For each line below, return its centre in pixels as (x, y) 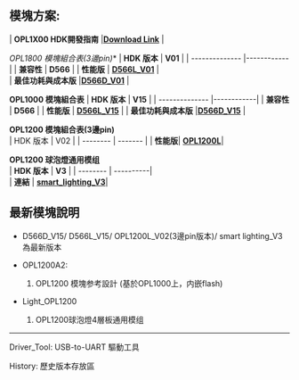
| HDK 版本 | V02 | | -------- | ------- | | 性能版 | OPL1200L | (117, 140)
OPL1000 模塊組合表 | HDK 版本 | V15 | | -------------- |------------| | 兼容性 (149, 99)
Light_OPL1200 (49, 301)
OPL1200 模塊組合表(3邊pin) (62, 129)
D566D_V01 (103, 80)
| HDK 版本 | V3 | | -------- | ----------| (81, 170)
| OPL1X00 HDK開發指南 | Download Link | (87, 39)
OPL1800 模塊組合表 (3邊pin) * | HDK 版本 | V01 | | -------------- (125, 58)
